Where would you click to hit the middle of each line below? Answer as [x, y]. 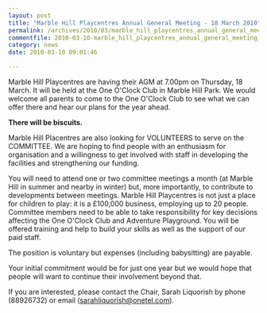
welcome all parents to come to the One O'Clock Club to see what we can [129, 99]
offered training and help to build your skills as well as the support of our [127, 229]
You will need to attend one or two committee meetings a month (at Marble [131, 178]
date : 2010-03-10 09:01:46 [53, 52]
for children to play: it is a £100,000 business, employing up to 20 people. [128, 204]
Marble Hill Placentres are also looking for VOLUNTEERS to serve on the [126, 138]
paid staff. [25, 237]
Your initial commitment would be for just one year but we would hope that [130, 268]
